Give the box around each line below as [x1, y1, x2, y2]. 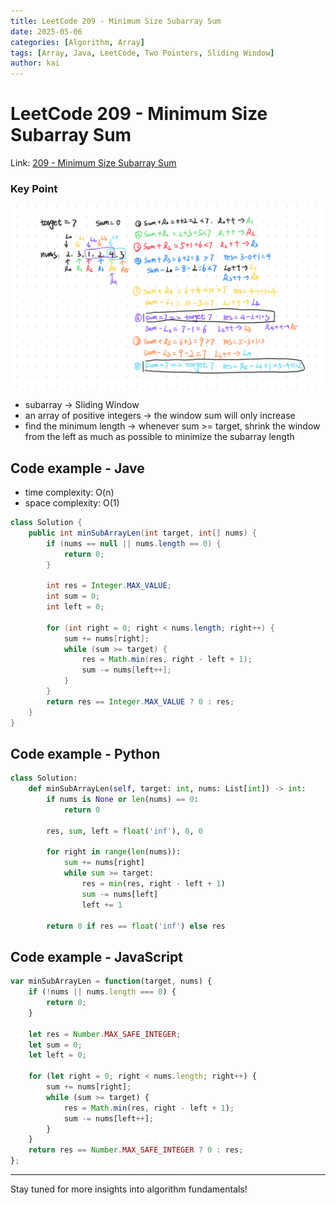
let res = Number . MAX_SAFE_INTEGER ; [28, 1029, 182, 1039]
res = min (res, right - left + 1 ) [81, 879, 226, 889]
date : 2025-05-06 [10, 26, 83, 37]
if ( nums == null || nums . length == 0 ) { [46, 538, 222, 549]
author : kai [10, 58, 60, 69]
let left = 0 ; [28, 1050, 87, 1060]
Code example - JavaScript [10, 948, 183, 965]
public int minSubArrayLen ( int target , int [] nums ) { [28, 528, 257, 538]
